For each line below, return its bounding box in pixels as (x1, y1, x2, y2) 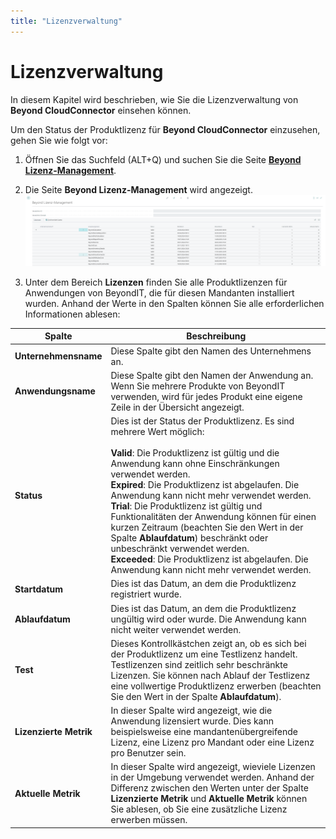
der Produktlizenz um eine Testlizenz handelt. (110, 648, 298, 660)
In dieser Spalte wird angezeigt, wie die (110, 705, 273, 717)
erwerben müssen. (110, 814, 188, 826)
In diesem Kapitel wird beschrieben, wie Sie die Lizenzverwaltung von (10, 93, 299, 105)
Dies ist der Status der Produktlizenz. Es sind (110, 415, 295, 427)
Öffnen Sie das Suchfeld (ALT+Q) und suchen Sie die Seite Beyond (24, 153, 302, 165)
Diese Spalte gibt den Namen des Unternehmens (110, 345, 312, 357)
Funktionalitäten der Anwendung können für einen (110, 511, 317, 523)
